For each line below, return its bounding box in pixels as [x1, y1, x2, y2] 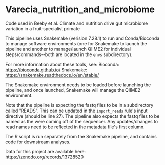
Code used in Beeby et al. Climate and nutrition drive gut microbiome [5, 20, 148, 26]
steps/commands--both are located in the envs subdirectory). [5, 51, 133, 58]
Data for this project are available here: [5, 148, 86, 154]
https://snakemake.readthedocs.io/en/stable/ [5, 72, 99, 78]
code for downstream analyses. [5, 139, 71, 145]
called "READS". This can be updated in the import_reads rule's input [5, 107, 148, 114]
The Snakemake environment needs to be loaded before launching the [5, 82, 151, 88]
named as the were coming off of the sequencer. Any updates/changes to [5, 118, 158, 124]
